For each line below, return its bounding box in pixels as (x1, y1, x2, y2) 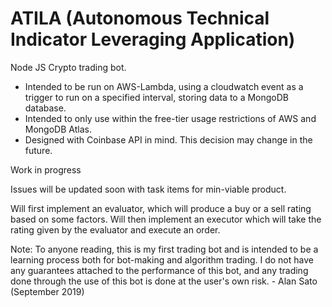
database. (24, 102, 67, 114)
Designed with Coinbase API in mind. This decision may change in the (24, 133, 313, 146)
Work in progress (10, 163, 82, 176)
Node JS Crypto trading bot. (10, 61, 127, 73)
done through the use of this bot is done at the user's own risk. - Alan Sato (10, 275, 318, 287)
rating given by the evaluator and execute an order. (10, 223, 221, 236)
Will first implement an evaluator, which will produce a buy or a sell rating (10, 202, 312, 214)
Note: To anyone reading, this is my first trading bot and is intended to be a (10, 243, 319, 255)
